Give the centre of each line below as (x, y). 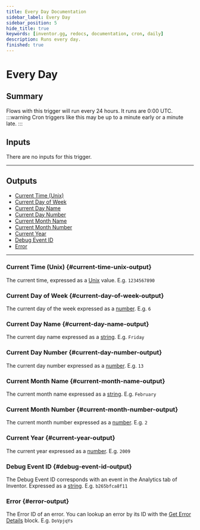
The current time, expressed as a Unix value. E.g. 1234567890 (80, 280)
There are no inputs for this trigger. (49, 156)
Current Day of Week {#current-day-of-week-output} (85, 295)
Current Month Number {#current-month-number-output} (92, 409)
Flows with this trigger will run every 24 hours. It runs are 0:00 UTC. (90, 110)
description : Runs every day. (44, 39)
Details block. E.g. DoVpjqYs (40, 520)
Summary (25, 96)
